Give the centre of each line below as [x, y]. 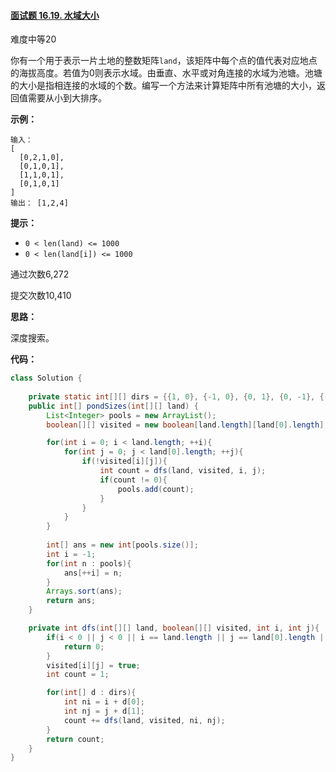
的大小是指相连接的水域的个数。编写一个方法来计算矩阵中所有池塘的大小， [163, 86]
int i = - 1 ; [71, 554]
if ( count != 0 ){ [133, 480]
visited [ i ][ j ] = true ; [93, 665]
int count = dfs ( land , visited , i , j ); [183, 471]
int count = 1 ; [78, 675]
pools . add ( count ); [156, 489]
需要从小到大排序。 [67, 98]
